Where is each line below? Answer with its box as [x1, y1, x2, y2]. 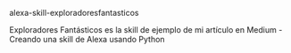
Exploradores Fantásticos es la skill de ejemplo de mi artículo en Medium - [9, 25, 283, 34]
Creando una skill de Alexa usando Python [9, 34, 165, 44]
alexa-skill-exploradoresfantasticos [9, 8, 140, 18]
